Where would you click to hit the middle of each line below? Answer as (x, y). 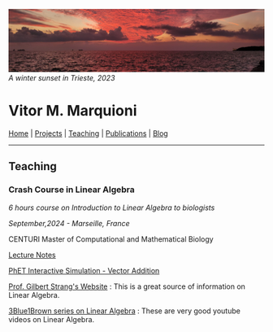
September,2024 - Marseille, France (69, 223)
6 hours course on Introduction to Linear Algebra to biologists (112, 207)
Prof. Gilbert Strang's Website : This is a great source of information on (127, 286)
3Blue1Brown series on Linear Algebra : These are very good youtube (125, 311)
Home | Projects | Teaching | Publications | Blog (88, 133)
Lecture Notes (32, 255)
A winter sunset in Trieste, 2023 (62, 78)
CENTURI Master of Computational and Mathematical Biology (111, 239)
